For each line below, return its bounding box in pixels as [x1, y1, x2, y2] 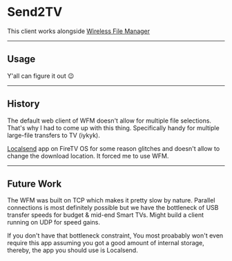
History [7, 98, 40, 110]
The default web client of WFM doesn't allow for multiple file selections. [7, 116, 212, 125]
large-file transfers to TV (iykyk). [7, 131, 100, 139]
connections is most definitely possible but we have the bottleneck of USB [7, 204, 219, 212]
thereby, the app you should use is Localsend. [7, 246, 138, 255]
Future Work [7, 178, 62, 189]
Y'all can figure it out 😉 [7, 72, 75, 80]
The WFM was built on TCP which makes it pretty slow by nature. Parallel [7, 196, 215, 205]
